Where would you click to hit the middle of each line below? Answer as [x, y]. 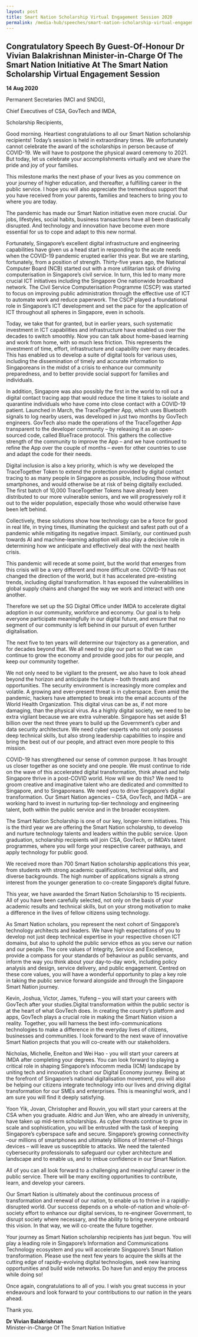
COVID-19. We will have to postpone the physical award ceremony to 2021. [97, 153]
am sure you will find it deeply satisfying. [56, 1098]
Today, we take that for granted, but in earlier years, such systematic [90, 324]
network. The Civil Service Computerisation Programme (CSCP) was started [98, 287]
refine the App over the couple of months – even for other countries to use [96, 448]
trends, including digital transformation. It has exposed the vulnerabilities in [98, 582]
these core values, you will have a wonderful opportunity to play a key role [96, 974]
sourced [16, 435]
